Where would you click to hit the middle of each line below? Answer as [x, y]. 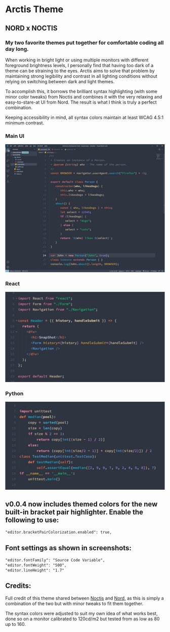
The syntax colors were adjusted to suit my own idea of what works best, [81, 613]
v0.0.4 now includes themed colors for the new [81, 504]
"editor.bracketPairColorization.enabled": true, [59, 532]
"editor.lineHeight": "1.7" [35, 571]
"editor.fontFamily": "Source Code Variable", [55, 560]
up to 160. [16, 624]
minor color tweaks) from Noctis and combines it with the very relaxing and [84, 97]
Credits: [18, 586]
